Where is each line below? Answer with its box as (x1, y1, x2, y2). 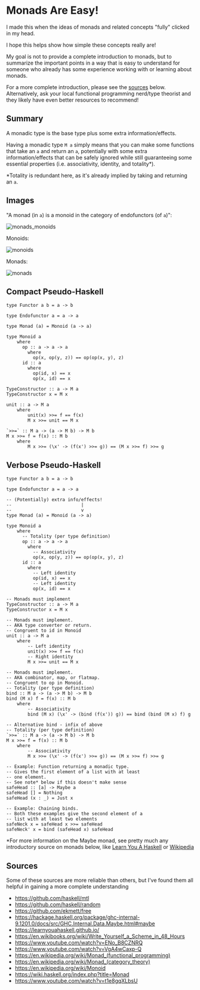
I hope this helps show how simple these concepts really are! (6, 41, 156, 48)
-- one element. (6, 774, 47, 781)
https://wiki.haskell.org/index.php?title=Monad (14, 971, 130, 978)
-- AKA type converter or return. (6, 623, 93, 629)
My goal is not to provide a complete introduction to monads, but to (6, 53, 172, 60)
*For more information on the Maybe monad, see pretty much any (6, 837, 169, 844)
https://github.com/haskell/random (14, 901, 101, 908)
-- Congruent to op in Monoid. (6, 680, 84, 686)
